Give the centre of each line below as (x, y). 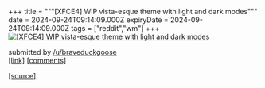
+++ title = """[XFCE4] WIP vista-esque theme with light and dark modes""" (133, 11)
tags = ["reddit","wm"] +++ (115, 28)
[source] (22, 76)
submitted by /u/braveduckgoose (62, 52)
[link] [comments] (37, 60)
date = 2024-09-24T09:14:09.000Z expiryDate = (88, 20)
